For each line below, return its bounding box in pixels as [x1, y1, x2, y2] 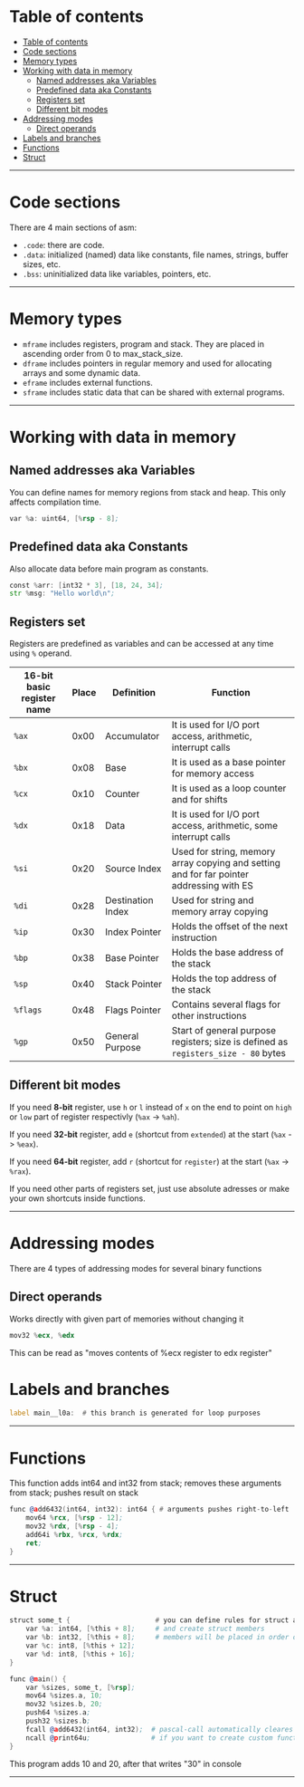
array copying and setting [171, 857, 280, 869]
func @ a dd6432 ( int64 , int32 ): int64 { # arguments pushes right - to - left [9, 1505, 290, 1514]
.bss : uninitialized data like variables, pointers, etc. [22, 268, 212, 279]
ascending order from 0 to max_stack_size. [22, 348, 184, 359]
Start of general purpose [171, 1024, 277, 1037]
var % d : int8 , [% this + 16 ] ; [25, 1649, 136, 1658]
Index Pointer [105, 926, 162, 938]
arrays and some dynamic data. [22, 367, 141, 378]
